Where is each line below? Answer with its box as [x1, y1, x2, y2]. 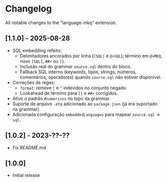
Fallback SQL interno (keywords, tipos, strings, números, [19, 69, 137, 75]
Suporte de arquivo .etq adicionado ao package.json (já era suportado [12, 101, 157, 107]
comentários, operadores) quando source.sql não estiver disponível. [19, 74, 162, 80]
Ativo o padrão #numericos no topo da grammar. [12, 95, 111, 101]
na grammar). [12, 106, 41, 112]
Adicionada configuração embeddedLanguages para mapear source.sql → [12, 111, 160, 117]
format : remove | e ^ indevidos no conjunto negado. [19, 85, 127, 91]
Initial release [12, 172, 40, 178]
